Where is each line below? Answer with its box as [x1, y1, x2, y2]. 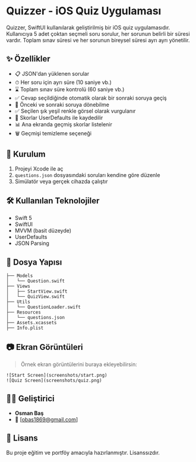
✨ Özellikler [6, 54, 50, 64]
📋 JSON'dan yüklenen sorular [14, 70, 90, 77]
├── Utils [6, 299, 31, 305]
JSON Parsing [14, 240, 49, 247]
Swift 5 [14, 215, 33, 222]
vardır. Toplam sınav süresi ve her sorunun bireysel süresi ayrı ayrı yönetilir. [6, 36, 190, 44]
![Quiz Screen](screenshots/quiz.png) [6, 377, 102, 383]
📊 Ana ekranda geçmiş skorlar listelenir [14, 120, 113, 128]
